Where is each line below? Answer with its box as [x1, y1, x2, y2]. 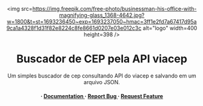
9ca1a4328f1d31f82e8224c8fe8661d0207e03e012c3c [6, 24, 142, 31]
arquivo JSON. [84, 78, 120, 85]
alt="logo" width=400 [142, 24, 198, 31]
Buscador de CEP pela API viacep [16, 52, 188, 66]
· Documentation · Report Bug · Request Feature [40, 92, 164, 99]
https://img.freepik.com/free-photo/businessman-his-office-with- [32, 5, 197, 12]
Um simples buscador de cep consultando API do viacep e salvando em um [7, 72, 197, 79]
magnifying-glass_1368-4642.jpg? [59, 12, 145, 19]
